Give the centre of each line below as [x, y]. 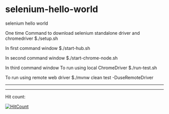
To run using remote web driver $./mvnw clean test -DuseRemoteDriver [79, 77]
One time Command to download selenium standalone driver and [72, 33]
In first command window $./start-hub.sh [48, 48]
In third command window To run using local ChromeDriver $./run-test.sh [81, 68]
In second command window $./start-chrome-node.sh [62, 58]
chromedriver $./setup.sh [32, 38]
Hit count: [15, 96]
